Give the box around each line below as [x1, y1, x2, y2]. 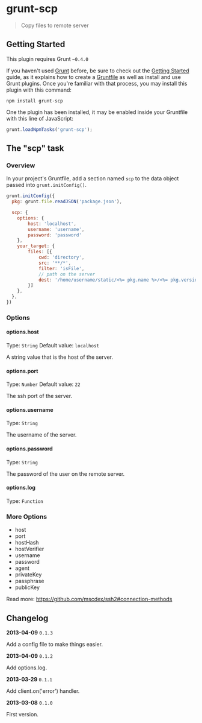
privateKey [14, 571, 42, 578]
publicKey [14, 584, 40, 591]
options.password [6, 445, 53, 452]
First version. [6, 710, 39, 718]
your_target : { [17, 243, 55, 249]
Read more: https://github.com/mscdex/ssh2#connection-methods [6, 596, 173, 603]
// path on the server [38, 271, 96, 277]
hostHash [14, 539, 39, 546]
